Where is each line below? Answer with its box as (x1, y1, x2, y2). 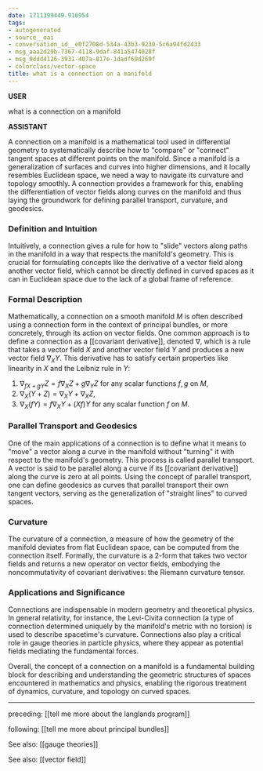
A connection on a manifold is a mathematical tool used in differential (8, 136, 231, 146)
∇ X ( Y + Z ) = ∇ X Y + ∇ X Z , (19, 389, 95, 400)
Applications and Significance (8, 587, 125, 598)
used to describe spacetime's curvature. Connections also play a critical (8, 630, 241, 639)
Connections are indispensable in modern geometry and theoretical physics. (8, 605, 255, 614)
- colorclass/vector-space (8, 63, 96, 71)
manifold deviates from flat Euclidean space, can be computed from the (8, 543, 240, 551)
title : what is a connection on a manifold (8, 70, 153, 78)
